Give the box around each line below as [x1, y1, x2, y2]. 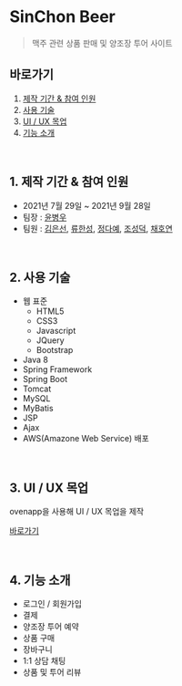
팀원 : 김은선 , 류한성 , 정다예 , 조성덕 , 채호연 [22, 223, 173, 234]
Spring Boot [22, 374, 68, 385]
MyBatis [22, 403, 54, 414]
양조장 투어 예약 [22, 621, 79, 631]
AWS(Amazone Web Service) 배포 [22, 433, 150, 444]
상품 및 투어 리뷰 [22, 667, 82, 677]
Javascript [35, 326, 76, 337]
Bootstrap [35, 345, 74, 356]
